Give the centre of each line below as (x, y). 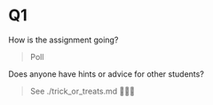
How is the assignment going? (63, 40)
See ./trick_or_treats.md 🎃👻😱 (82, 91)
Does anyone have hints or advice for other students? (106, 74)
